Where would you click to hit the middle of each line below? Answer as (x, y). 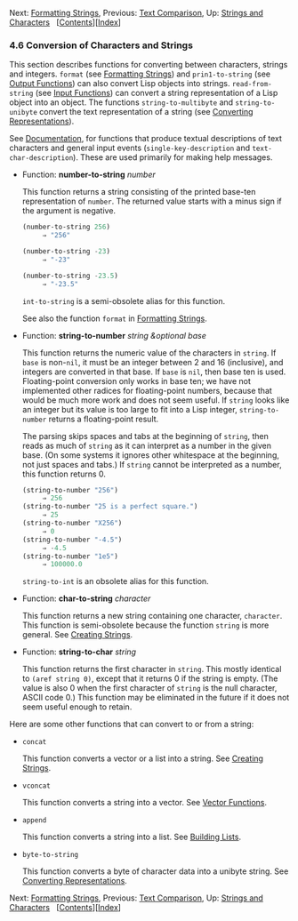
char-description (41, 158)
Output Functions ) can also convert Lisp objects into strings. (120, 84)
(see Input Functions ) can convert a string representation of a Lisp (157, 93)
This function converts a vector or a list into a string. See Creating (143, 758)
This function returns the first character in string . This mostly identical (152, 669)
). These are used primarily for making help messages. (173, 157)
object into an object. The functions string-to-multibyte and (121, 102)
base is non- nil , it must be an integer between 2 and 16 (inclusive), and (153, 362)
